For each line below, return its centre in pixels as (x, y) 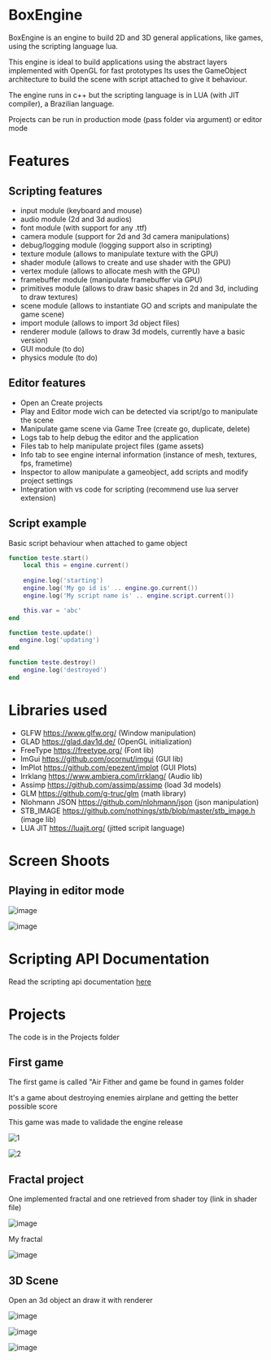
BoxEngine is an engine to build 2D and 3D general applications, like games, (136, 37)
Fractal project (46, 1179)
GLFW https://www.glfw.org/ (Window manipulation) (108, 732)
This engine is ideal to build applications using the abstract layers (118, 62)
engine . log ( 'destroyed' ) (65, 670)
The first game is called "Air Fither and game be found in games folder (126, 1082)
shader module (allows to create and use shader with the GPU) (125, 262)
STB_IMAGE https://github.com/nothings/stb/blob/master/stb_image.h (138, 811)
